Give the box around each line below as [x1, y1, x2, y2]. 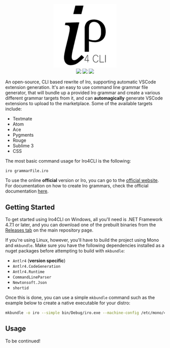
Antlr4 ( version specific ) [12, 258, 66, 264]
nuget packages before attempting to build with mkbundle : [5, 248, 125, 254]
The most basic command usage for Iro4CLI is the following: [5, 157, 131, 164]
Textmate [12, 115, 32, 121]
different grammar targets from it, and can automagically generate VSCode [5, 95, 163, 101]
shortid [12, 286, 29, 291]
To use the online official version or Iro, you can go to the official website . [5, 177, 159, 183]
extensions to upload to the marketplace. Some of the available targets [5, 100, 153, 106]
